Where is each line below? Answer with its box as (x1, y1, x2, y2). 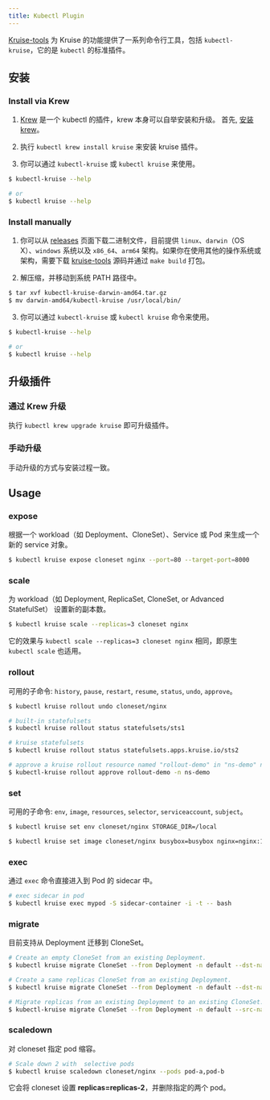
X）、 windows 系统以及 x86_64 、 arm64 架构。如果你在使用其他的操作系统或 (19, 246, 262, 255)
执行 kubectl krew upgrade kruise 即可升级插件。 (8, 421, 174, 430)
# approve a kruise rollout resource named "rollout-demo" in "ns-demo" (8, 761, 257, 769)
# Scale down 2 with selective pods (8, 1060, 135, 1068)
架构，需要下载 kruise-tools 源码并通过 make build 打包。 (19, 255, 210, 266)
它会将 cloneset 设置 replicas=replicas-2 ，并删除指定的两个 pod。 (8, 1083, 231, 1093)
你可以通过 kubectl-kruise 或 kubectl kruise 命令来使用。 (19, 312, 215, 322)
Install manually (8, 216, 72, 227)
